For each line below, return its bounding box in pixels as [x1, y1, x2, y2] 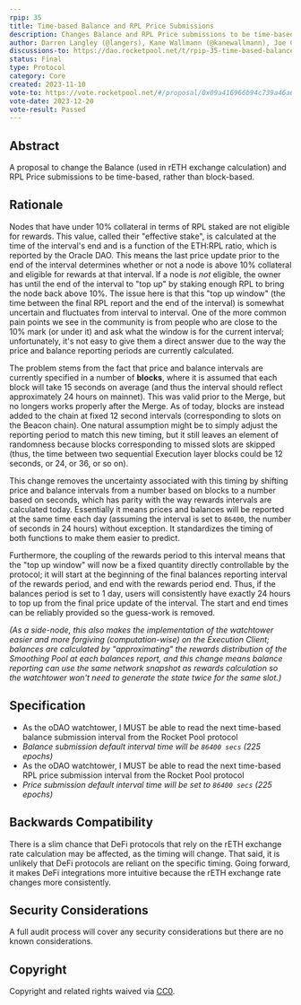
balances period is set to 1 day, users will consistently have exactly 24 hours [9, 588, 291, 599]
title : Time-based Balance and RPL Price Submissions [9, 22, 215, 31]
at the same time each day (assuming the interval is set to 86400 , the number [9, 513, 291, 524]
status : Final [9, 55, 63, 64]
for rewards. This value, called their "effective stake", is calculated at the [9, 231, 277, 241]
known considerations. [9, 936, 94, 947]
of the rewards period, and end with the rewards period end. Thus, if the [9, 578, 276, 589]
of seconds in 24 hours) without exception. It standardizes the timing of [9, 522, 273, 534]
